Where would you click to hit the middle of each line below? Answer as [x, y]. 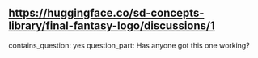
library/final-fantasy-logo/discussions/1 [112, 26]
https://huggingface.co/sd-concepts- [106, 13]
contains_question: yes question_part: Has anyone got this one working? [129, 45]
